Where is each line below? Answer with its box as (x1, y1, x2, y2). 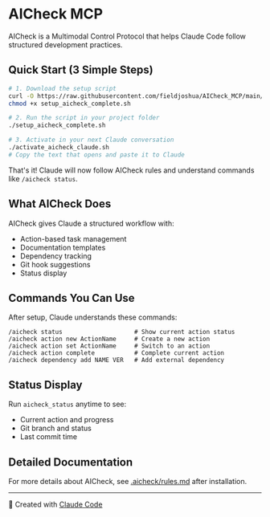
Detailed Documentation (8, 455, 133, 469)
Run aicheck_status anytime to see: (8, 399, 127, 409)
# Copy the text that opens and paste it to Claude (8, 150, 185, 159)
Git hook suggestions (19, 259, 91, 269)
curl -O (8, 92, 35, 100)
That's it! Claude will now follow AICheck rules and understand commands (8, 165, 255, 175)
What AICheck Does (8, 197, 112, 211)
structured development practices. (8, 39, 123, 49)
